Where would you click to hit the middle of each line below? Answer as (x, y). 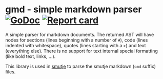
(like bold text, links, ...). (30, 56)
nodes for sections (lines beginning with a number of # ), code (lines (77, 40)
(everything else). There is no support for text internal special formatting (81, 51)
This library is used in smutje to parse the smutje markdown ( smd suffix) (81, 66)
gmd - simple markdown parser (74, 9)
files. (11, 72)
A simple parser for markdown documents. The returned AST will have (80, 34)
